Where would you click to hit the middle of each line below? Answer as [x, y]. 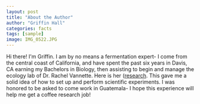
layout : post [22, 12]
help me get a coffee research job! [49, 94]
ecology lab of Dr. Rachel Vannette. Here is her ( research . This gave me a [96, 76]
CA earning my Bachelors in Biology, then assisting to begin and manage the [100, 69]
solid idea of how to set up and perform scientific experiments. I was [90, 82]
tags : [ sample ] [25, 34]
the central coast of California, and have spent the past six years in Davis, [97, 63]
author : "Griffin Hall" [36, 23]
